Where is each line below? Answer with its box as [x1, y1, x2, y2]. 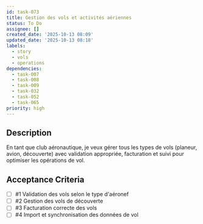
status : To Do [6, 20, 43, 26]
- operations [12, 60, 45, 66]
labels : [6, 43, 26, 49]
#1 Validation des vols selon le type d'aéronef [15, 191, 129, 198]
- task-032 [12, 88, 40, 94]
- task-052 [12, 94, 40, 100]
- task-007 [12, 71, 40, 77]
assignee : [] [6, 26, 40, 32]
